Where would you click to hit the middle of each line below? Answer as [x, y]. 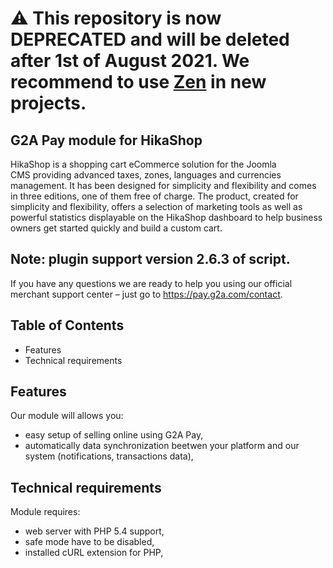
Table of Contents [67, 325]
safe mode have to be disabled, [89, 542]
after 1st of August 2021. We [130, 61]
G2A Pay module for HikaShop [106, 140]
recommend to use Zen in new [138, 82]
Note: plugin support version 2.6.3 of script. [150, 259]
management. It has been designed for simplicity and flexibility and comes [163, 185]
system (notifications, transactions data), [109, 456]
